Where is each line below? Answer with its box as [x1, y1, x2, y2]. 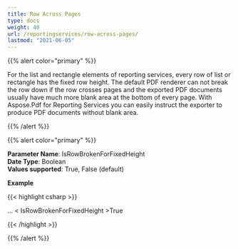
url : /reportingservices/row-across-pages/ [7, 30, 139, 38]
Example [7, 179, 34, 188]
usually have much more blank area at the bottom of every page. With [7, 93, 212, 102]
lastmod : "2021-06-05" [7, 37, 75, 44]
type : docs [7, 17, 40, 24]
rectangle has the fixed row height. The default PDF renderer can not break [7, 78, 228, 86]
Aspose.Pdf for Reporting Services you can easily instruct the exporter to [7, 101, 222, 109]
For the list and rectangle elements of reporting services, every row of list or [7, 71, 231, 79]
